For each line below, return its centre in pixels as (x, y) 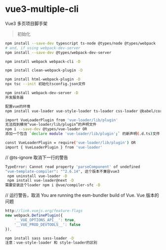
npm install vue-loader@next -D (41, 181)
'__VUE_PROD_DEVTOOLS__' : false (47, 225)
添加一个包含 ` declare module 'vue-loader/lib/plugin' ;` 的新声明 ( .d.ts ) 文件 (83, 134)
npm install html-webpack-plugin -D (43, 79)
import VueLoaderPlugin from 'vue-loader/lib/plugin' (62, 120)
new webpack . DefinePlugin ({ (34, 216)
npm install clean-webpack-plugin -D (44, 70)
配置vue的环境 (18, 106)
